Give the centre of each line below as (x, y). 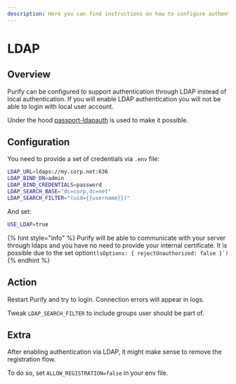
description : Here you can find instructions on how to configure (106, 14)
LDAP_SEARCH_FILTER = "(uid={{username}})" (69, 198)
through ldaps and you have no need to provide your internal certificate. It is (117, 245)
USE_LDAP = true (28, 224)
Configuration (39, 142)
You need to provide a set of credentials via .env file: (84, 159)
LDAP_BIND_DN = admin (36, 179)
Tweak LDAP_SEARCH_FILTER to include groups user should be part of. (106, 313)
